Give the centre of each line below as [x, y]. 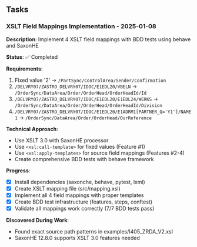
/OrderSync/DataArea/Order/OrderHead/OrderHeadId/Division [89, 105]
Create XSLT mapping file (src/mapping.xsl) [67, 188]
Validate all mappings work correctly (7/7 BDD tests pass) [84, 208]
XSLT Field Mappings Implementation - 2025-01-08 [81, 26]
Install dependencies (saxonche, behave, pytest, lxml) [80, 182]
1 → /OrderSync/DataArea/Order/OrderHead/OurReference [83, 118]
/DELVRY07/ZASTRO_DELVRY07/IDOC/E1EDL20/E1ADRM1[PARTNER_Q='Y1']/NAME [103, 112]
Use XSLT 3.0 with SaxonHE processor [61, 140]
